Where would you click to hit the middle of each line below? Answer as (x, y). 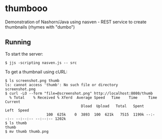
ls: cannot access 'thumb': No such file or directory (62, 85)
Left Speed (17, 110)
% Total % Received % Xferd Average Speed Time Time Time (83, 97)
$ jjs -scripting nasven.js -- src (41, 63)
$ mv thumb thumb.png (27, 131)
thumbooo (26, 8)
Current (13, 102)
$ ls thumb (16, 123)
